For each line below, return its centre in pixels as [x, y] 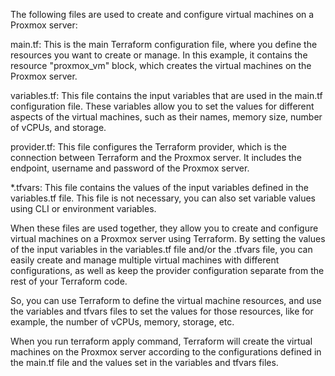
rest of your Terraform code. [69, 281]
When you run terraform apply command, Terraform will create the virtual [161, 341]
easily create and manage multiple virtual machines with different [145, 260]
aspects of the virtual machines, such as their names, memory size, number [166, 117]
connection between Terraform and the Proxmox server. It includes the [156, 157]
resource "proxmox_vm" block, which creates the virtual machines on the [161, 65]
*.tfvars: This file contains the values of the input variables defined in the [160, 187]
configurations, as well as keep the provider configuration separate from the [167, 270]
